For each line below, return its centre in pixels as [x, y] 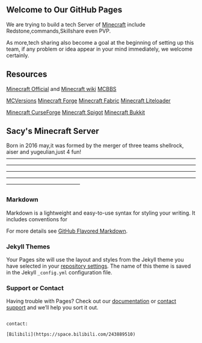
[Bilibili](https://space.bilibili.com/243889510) [71, 335]
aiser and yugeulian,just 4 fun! [44, 152]
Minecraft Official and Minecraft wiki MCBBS [61, 89]
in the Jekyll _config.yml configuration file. [59, 272]
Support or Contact [35, 288]
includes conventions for [37, 219]
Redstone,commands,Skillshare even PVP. [59, 31]
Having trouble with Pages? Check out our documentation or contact [91, 301]
